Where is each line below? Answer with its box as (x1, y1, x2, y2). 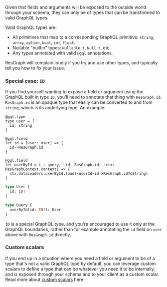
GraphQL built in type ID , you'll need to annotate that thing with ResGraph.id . (5, 94, 162, 100)
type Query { (5, 202, 32, 208)
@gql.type (5, 114, 26, 119)
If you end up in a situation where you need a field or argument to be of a (5, 255, 156, 261)
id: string (9, 123, 32, 128)
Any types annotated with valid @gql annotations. (12, 50, 113, 56)
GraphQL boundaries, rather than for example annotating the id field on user (5, 226, 162, 232)
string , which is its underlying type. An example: (5, 105, 106, 111)
